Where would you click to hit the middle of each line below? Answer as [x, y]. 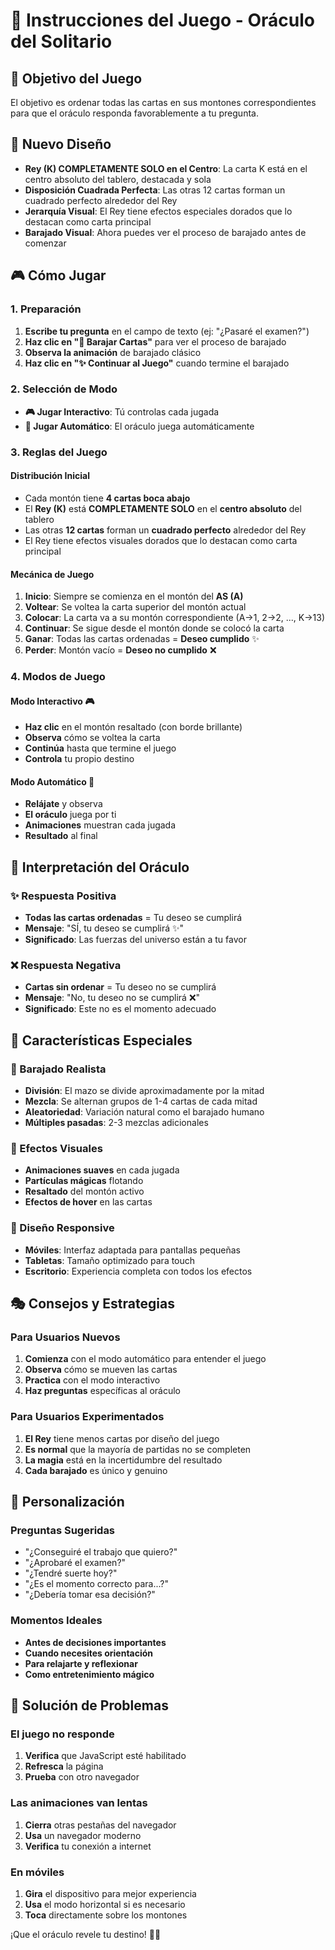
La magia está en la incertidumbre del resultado [123, 1460]
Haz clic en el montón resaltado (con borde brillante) [133, 727]
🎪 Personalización [67, 1502]
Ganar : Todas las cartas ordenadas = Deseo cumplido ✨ [142, 639]
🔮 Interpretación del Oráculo [100, 867]
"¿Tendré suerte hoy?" [71, 1573]
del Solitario [61, 41]
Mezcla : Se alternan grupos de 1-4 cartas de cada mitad [141, 1101]
